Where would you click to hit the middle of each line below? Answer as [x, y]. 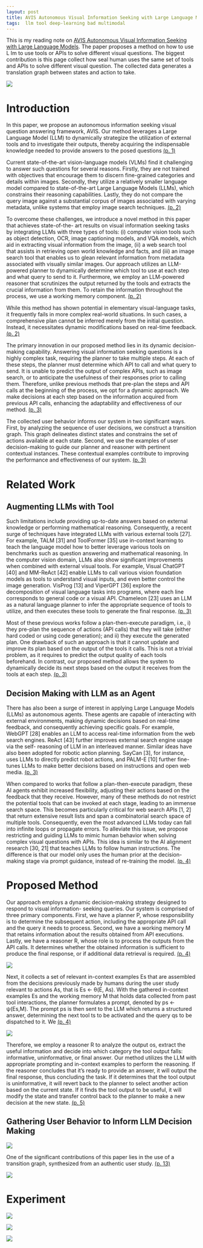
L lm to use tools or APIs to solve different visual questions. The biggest [95, 53]
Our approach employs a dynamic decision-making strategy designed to [96, 903]
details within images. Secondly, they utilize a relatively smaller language [97, 181]
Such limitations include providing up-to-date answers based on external [97, 521]
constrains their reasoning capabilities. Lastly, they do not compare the [95, 195]
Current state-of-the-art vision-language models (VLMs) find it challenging [100, 162]
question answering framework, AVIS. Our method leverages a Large [92, 131]
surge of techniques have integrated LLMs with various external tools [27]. [99, 534]
